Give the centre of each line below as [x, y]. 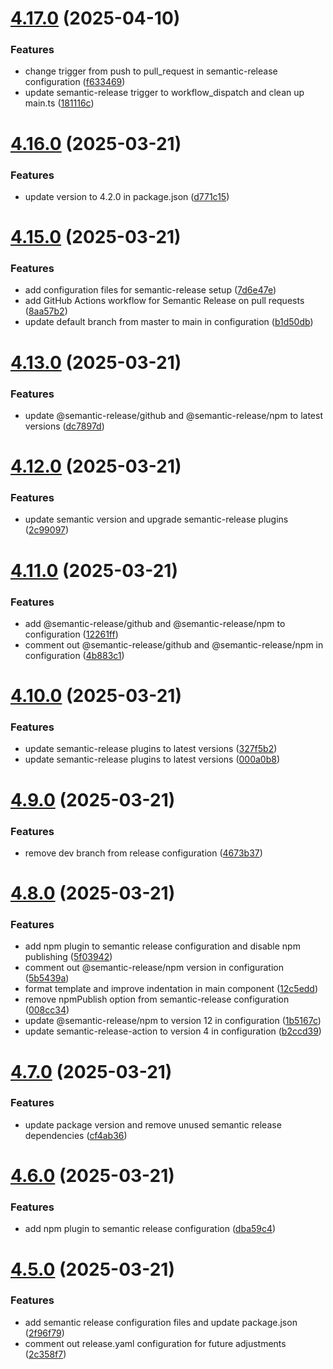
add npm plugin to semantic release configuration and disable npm [162, 946]
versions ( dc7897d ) [64, 426]
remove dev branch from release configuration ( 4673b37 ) [143, 853]
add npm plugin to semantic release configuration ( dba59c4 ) [150, 1229]
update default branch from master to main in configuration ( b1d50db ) [169, 322]
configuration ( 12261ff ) [71, 634]
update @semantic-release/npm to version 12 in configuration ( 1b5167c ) [173, 1021]
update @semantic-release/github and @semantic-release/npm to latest [173, 415]
